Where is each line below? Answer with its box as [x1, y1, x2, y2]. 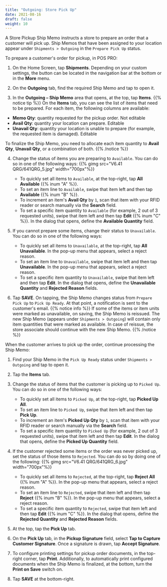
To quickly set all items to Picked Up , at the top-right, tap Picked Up [19, 396, 159, 402]
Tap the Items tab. [12, 372, 51, 378]
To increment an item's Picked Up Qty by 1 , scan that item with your [19, 417, 160, 423]
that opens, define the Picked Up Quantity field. [19, 438, 119, 444]
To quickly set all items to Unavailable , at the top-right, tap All [19, 243, 148, 249]
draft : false [5, 16, 32, 21]
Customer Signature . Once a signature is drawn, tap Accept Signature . [12, 541, 161, 547]
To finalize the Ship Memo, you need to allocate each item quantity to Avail [5, 141, 160, 147]
